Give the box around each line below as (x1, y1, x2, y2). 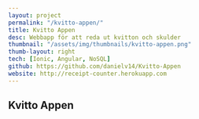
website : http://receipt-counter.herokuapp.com (8, 70, 168, 78)
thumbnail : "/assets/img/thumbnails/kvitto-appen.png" (8, 41, 192, 49)
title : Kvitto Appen (8, 26, 76, 34)
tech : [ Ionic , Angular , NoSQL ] (8, 56, 111, 63)
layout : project (8, 11, 61, 20)
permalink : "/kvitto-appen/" (8, 19, 104, 27)
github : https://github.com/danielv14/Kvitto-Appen (8, 63, 181, 70)
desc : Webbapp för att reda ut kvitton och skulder (8, 33, 181, 41)
